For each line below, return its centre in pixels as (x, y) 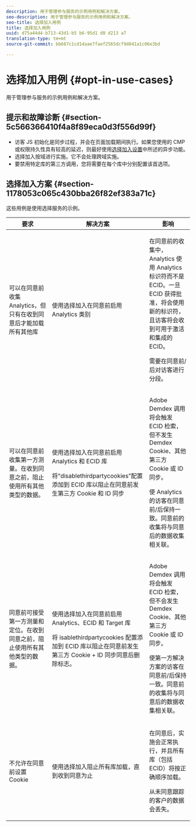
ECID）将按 (165, 769)
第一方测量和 (27, 622)
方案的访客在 (167, 667)
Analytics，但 (28, 306)
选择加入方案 (29, 184)
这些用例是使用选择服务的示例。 (44, 208)
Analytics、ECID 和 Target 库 (91, 623)
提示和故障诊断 (33, 118)
